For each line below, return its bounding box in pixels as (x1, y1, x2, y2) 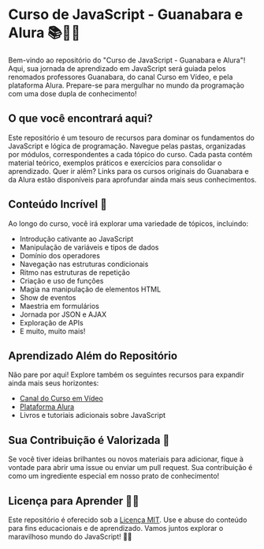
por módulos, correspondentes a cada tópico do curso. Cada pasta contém (8, 149, 253, 159)
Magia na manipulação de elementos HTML (19, 284, 162, 294)
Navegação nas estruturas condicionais (19, 259, 149, 269)
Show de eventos (19, 292, 76, 302)
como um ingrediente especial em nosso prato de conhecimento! (8, 472, 220, 481)
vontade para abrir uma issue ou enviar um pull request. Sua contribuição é (8, 463, 253, 472)
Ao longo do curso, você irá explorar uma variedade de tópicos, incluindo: (8, 219, 249, 228)
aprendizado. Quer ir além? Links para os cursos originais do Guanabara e (8, 166, 250, 175)
